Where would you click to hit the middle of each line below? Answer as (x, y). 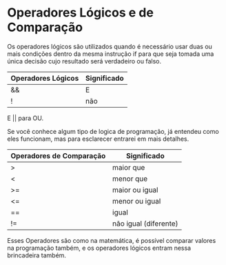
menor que (130, 179)
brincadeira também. (37, 255)
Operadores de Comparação (58, 155)
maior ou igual (135, 190)
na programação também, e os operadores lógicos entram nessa (99, 248)
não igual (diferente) (145, 224)
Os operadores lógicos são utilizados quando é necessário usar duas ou (110, 46)
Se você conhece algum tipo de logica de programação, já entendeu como (113, 131)
